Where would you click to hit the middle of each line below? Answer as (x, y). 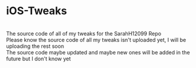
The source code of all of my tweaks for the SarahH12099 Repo (84, 33)
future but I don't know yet (38, 59)
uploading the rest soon (35, 46)
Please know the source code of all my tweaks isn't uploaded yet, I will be (96, 40)
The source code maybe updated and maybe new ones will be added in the (98, 52)
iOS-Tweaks (36, 11)
